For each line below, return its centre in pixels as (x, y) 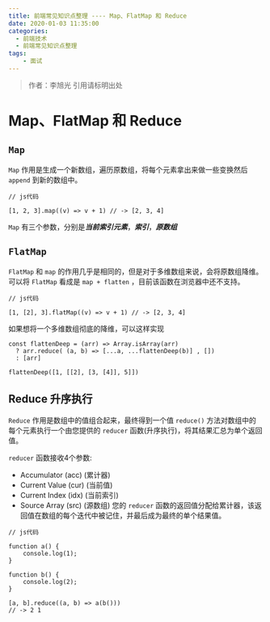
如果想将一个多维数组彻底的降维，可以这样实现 (86, 328)
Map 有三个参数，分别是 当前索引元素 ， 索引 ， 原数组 (93, 227)
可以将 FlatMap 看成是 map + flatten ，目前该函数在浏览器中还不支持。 (127, 281)
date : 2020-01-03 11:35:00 (54, 23)
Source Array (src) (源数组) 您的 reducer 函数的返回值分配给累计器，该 (137, 505)
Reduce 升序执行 (51, 399)
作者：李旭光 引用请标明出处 (75, 85)
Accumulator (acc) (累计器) (65, 475)
